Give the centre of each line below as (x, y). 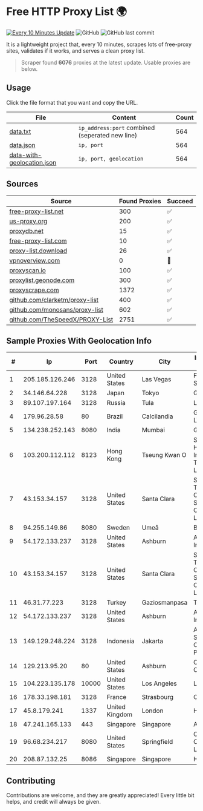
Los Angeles (159, 683)
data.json (22, 145)
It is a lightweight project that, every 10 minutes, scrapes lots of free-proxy (99, 44)
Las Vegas (156, 379)
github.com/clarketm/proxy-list (54, 300)
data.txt (20, 131)
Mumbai (153, 430)
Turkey (117, 603)
